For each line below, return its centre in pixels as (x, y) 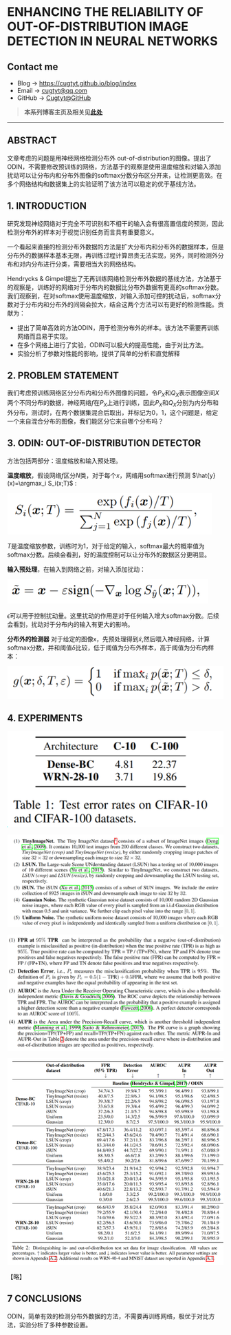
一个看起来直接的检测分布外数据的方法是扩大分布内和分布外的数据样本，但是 (115, 247)
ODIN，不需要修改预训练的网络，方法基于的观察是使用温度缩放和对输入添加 (114, 167)
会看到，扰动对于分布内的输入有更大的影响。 (70, 624)
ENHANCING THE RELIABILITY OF (106, 12)
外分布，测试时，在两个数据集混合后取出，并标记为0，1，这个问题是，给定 (113, 413)
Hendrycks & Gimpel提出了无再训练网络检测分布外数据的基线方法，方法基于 (114, 278)
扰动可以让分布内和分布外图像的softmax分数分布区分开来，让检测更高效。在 (115, 175)
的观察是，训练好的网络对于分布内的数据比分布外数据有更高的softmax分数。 (115, 287)
